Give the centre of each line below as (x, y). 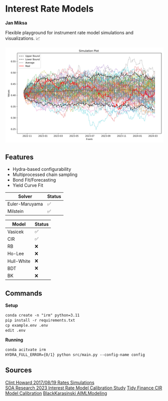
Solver (25, 196)
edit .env (16, 331)
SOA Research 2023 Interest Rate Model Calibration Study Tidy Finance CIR (84, 388)
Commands (24, 293)
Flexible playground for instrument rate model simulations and (69, 32)
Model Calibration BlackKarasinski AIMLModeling (56, 393)
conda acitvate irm (26, 350)
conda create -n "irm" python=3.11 (43, 316)
